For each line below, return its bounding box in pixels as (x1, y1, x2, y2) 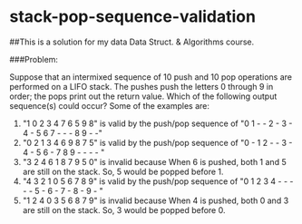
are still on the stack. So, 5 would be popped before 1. (22, 166, 224, 177)
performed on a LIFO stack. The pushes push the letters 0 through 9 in (9, 81, 274, 92)
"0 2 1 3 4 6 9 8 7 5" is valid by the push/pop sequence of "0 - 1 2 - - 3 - (22, 137, 293, 148)
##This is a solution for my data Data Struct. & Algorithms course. (9, 36, 255, 47)
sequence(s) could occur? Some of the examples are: (9, 100, 210, 111)
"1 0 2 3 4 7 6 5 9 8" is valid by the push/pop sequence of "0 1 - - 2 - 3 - (22, 118, 293, 129)
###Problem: (9, 54, 59, 64)
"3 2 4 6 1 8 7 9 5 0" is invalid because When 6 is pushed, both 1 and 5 (22, 156, 287, 167)
